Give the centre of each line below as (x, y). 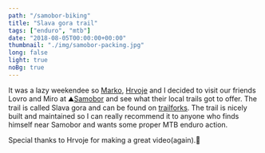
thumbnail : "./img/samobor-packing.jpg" (77, 45)
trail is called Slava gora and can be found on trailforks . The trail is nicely (128, 108)
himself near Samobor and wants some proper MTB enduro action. (118, 124)
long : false (28, 53)
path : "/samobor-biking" (49, 16)
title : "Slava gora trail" (53, 23)
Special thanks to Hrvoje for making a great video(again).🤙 (105, 139)
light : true (28, 61)
